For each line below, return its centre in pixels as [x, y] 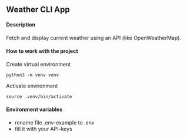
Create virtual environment [39, 64]
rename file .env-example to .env [55, 122]
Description [21, 24]
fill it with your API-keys [43, 129]
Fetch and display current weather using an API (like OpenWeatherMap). [93, 38]
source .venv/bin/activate [39, 96]
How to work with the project [42, 51]
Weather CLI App [38, 10]
